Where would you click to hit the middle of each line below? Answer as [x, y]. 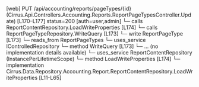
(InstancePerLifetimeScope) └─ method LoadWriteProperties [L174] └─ [93, 59]
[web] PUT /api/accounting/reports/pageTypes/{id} [69, 9]
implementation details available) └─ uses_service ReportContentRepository [99, 52]
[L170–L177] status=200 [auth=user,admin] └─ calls [80, 21]
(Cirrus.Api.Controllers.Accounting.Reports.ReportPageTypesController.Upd [99, 15]
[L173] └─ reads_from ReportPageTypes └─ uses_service [76, 40]
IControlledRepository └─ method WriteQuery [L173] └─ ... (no [82, 46]
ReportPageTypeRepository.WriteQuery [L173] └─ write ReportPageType [94, 34]
